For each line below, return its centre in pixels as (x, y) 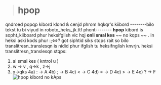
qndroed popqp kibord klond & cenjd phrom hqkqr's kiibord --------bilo (80, 24)
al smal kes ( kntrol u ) (36, 61)
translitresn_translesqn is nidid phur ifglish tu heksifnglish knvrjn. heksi (79, 46)
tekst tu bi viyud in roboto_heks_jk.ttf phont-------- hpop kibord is (74, 29)
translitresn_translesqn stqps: (36, 51)
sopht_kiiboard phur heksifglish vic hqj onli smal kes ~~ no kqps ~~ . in (80, 35)
